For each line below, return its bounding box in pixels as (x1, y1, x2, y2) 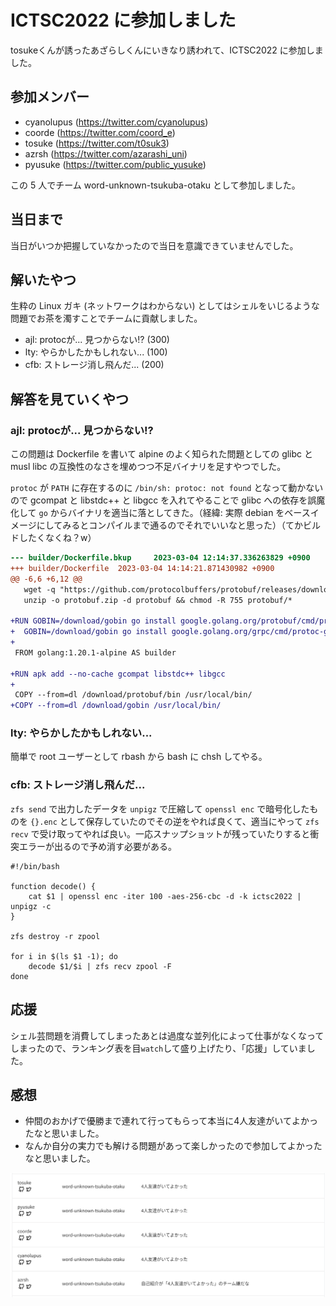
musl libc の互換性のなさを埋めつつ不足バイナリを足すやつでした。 (10, 461, 287, 473)
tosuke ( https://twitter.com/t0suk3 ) (24, 137, 170, 149)
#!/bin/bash (10, 861, 60, 871)
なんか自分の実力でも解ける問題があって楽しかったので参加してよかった (24, 1140, 323, 1152)
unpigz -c (10, 901, 52, 911)
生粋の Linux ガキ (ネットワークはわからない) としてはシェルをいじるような (10, 300, 320, 312)
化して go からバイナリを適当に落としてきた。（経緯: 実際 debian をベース (10, 507, 311, 519)
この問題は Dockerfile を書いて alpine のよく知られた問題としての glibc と (10, 448, 314, 460)
